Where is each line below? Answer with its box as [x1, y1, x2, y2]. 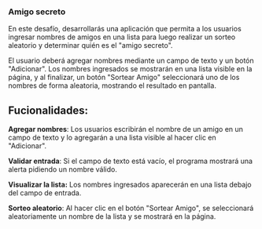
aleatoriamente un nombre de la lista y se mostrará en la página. [8, 212, 216, 221]
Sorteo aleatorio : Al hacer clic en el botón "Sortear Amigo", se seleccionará [8, 203, 254, 213]
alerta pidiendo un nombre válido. [8, 165, 118, 174]
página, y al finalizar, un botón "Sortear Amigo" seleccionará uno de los [8, 73, 240, 82]
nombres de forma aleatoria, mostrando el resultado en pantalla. [8, 81, 217, 90]
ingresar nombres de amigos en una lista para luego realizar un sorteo [8, 32, 236, 42]
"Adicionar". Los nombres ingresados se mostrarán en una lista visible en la [8, 64, 253, 74]
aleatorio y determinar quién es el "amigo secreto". [8, 41, 173, 50]
